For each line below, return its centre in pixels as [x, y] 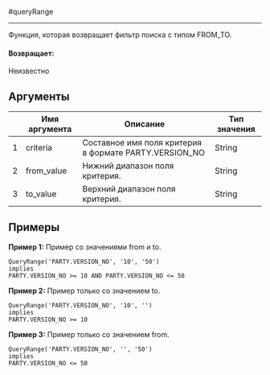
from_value [46, 171]
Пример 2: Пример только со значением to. [84, 291]
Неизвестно [29, 71]
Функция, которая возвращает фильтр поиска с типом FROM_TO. [120, 35]
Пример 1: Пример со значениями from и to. [85, 247]
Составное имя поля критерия [142, 142]
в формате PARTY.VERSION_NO [144, 153]
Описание [145, 124]
